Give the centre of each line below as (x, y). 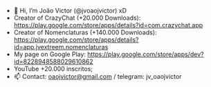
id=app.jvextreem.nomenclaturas (61, 47)
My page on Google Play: (50, 54)
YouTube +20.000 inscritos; (53, 69)
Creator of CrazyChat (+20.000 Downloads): (77, 18)
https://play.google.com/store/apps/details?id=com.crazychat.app (108, 25)
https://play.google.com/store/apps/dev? (146, 54)
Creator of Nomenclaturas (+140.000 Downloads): (85, 32)
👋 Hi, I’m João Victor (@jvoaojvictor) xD (70, 11)
